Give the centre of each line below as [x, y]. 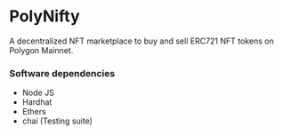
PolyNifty [44, 16]
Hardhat [37, 102]
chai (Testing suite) [57, 121]
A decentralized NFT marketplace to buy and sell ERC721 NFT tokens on [141, 41]
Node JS [38, 93]
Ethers [34, 112]
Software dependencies [62, 73]
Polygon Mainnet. [41, 50]
